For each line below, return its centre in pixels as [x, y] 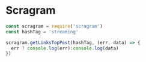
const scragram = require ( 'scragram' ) [54, 26]
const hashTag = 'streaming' [42, 32]
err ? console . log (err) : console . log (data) [65, 48]
